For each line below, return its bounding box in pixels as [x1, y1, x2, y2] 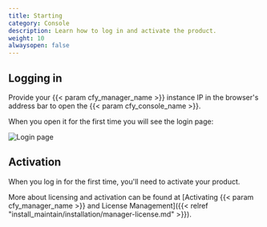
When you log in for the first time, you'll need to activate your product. [8, 176, 241, 186]
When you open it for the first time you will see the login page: [8, 116, 214, 126]
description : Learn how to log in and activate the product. [8, 26, 217, 34]
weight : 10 [8, 34, 45, 43]
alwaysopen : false [8, 42, 70, 50]
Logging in [8, 71, 63, 85]
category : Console [8, 19, 70, 27]
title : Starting [8, 11, 63, 20]
